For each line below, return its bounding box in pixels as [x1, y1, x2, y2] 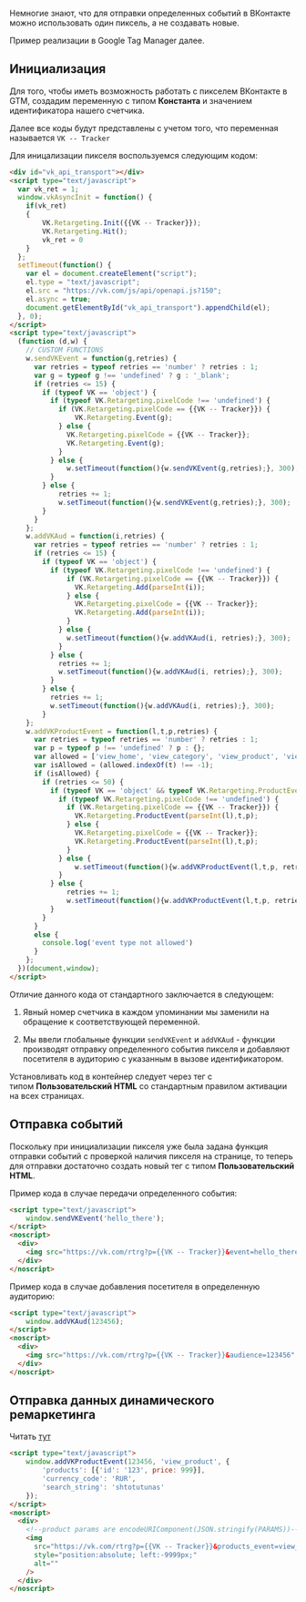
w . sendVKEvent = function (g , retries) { [25, 354, 178, 364]
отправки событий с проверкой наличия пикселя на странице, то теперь [9, 1150, 293, 1161]
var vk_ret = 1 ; [17, 184, 79, 194]
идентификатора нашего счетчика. [9, 105, 146, 116]
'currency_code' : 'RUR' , [42, 1474, 137, 1484]
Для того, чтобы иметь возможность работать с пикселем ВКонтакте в [9, 86, 288, 97]
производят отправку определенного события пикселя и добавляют [22, 1043, 291, 1054]
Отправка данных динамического [9, 1393, 215, 1409]
